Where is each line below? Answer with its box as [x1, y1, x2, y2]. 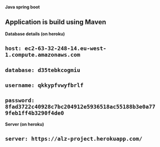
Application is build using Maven [5, 18, 106, 26]
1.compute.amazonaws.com [5, 51, 81, 59]
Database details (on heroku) [5, 31, 65, 37]
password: [5, 97, 35, 104]
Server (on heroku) [5, 121, 44, 127]
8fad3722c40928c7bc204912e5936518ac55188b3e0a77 [5, 103, 156, 110]
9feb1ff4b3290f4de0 [5, 110, 64, 117]
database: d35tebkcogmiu [5, 66, 81, 73]
